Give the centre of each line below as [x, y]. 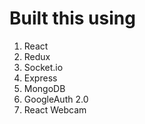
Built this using [72, 18]
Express [40, 78]
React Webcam [55, 109]
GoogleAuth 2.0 [56, 99]
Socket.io [43, 67]
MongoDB [44, 88]
